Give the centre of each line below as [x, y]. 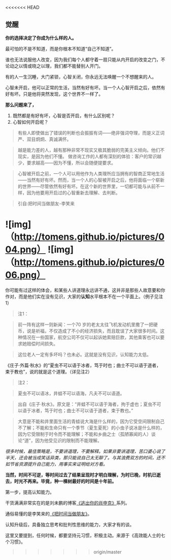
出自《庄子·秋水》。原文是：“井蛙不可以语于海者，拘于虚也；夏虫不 [87, 404]
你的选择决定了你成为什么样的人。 [41, 38]
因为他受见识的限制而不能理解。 [69, 440]
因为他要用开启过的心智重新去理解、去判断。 [73, 193]
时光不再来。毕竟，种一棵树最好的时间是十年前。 [65, 481]
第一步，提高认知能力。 [30, 492]
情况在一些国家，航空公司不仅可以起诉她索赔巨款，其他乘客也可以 [91, 337]
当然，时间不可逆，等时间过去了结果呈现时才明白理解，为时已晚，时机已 [81, 475]
